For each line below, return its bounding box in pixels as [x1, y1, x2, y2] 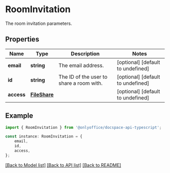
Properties [5, 35, 39, 44]
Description [70, 50, 100, 57]
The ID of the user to [58, 73, 108, 80]
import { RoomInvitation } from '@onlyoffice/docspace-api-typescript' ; [5, 125, 162, 130]
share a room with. [58, 80, 103, 87]
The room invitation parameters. [5, 20, 72, 26]
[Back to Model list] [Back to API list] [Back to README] [5, 162, 121, 168]
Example [5, 112, 33, 120]
